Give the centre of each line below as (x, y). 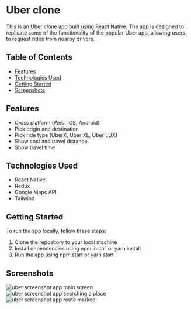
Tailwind (25, 198)
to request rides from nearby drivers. (51, 39)
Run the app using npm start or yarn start (64, 255)
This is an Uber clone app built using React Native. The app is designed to (95, 26)
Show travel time (35, 147)
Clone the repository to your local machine (66, 242)
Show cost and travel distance (51, 141)
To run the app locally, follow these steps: (56, 231)
